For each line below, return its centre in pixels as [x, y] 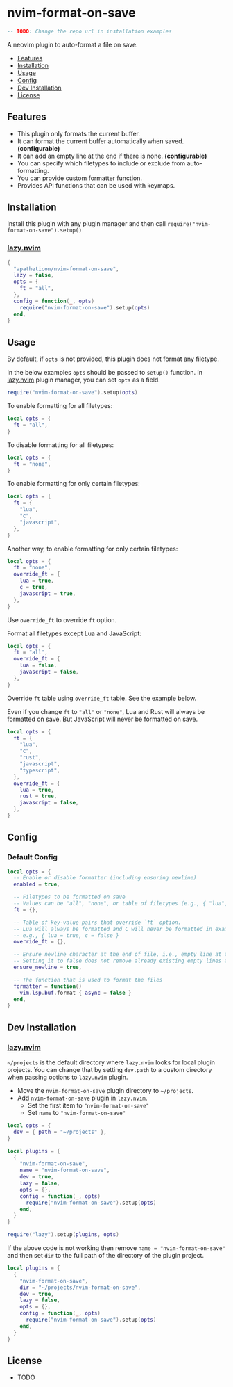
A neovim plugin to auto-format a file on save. [72, 44]
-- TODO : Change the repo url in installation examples [89, 31]
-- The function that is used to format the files [88, 980]
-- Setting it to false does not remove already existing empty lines [118, 961]
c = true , [34, 587]
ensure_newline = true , [48, 968]
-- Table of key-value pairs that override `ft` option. [97, 923]
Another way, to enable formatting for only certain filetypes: [93, 549]
